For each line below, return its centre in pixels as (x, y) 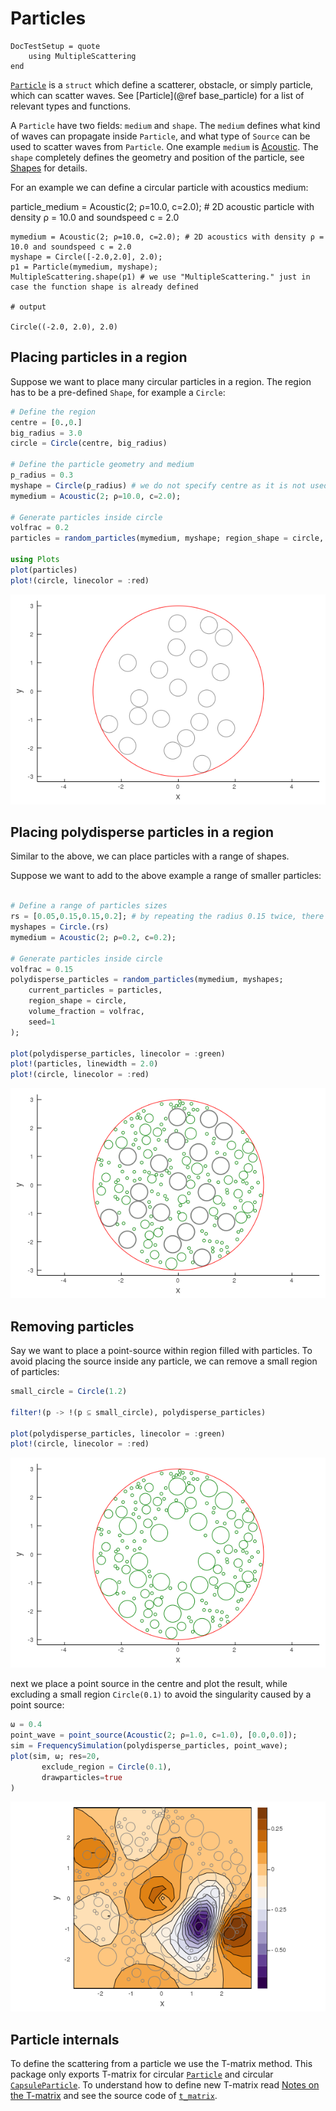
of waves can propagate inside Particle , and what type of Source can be (160, 136)
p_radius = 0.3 (42, 475)
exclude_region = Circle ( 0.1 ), (106, 1767)
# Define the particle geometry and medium (102, 465)
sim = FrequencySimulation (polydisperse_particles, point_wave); (149, 1746)
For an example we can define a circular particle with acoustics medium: (159, 187)
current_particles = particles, (95, 990)
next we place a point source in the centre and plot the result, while (149, 1684)
